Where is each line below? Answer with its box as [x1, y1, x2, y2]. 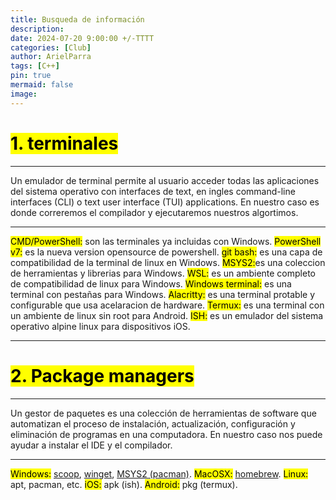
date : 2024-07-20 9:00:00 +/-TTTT [10, 33, 155, 43]
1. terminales [10, 132, 119, 155]
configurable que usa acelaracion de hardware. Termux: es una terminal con [10, 299, 325, 311]
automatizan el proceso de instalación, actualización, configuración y [10, 417, 296, 430]
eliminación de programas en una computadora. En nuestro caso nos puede [10, 428, 323, 440]
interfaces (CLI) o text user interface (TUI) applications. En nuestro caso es [10, 196, 320, 208]
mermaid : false [10, 80, 74, 90]
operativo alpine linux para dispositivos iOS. [10, 320, 191, 332]
